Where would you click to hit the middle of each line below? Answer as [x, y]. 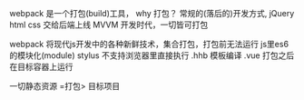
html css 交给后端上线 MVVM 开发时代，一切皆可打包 [109, 25]
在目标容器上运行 [41, 67]
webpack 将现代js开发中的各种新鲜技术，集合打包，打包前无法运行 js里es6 [149, 44]
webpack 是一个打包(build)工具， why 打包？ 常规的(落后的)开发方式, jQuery [152, 13]
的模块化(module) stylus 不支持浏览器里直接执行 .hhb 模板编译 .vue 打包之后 [152, 55]
